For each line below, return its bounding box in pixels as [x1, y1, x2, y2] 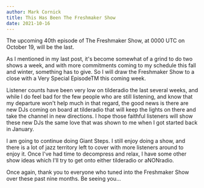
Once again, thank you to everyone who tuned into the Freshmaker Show [6, 168, 189, 176]
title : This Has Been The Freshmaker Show [6, 15, 116, 21]
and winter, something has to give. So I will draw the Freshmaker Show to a [6, 68, 195, 76]
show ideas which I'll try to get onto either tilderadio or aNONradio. [6, 157, 175, 164]
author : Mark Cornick [6, 9, 62, 15]
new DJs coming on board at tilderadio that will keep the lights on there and [6, 106, 196, 114]
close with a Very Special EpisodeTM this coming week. [6, 74, 146, 82]
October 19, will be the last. [6, 43, 74, 51]
